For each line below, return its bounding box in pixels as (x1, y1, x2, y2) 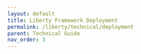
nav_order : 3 (7, 36, 46, 43)
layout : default (7, 10, 55, 18)
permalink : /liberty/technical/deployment (7, 23, 134, 30)
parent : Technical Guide (7, 29, 80, 37)
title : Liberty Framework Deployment (7, 17, 118, 24)
